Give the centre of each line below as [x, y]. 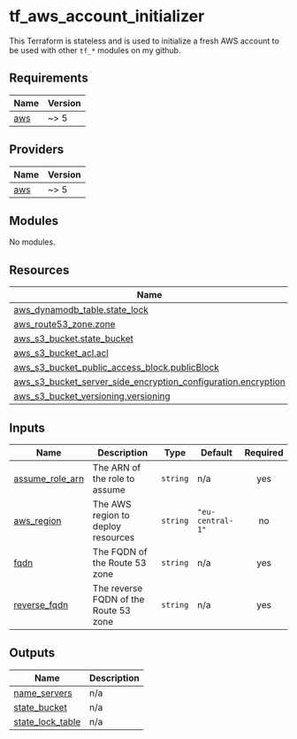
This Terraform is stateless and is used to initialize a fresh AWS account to [145, 41]
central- [216, 521]
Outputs [32, 653]
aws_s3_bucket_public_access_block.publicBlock [116, 368]
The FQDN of [120, 552]
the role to [114, 478]
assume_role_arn [49, 478]
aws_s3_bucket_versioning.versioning [92, 396]
